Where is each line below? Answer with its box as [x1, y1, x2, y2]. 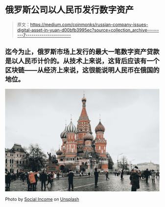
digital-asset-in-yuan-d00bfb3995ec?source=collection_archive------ [17, 27, 159, 33]
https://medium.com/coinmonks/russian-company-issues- [30, 22, 148, 27]
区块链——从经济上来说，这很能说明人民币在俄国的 [5, 66, 160, 74]
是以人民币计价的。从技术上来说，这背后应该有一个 [5, 57, 160, 65]
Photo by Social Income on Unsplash [5, 196, 79, 202]
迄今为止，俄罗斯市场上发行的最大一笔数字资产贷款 [5, 47, 160, 56]
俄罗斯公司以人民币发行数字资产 [5, 4, 134, 16]
